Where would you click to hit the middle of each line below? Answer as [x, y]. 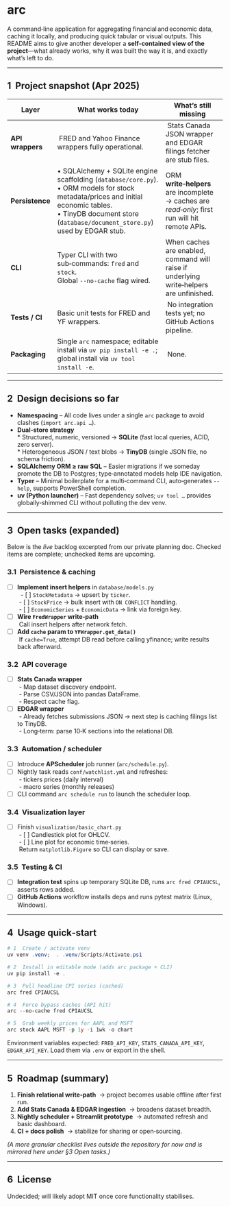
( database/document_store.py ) [105, 222]
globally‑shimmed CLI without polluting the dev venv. [92, 502]
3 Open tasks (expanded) [63, 530]
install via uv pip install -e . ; [107, 350]
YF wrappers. [79, 321]
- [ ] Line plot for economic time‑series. [74, 842]
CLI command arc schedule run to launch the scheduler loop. [104, 794]
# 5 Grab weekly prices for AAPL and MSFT [70, 1023]
